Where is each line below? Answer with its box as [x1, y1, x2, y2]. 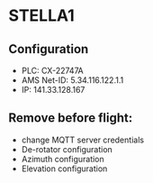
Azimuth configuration [21, 153, 104, 164]
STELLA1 [8, 5, 76, 26]
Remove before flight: [8, 110, 133, 126]
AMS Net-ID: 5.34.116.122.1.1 [21, 75, 124, 86]
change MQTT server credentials [21, 134, 145, 145]
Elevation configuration [21, 163, 108, 174]
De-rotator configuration [21, 143, 113, 154]
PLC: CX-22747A [21, 65, 84, 76]
